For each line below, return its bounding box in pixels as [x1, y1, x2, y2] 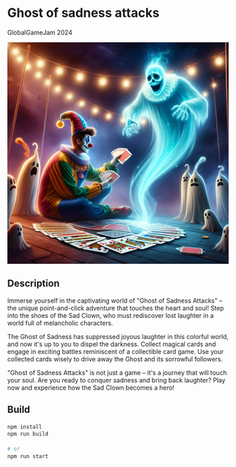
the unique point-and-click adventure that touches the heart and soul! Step [7, 304, 225, 312]
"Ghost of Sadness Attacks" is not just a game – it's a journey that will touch [7, 368, 227, 377]
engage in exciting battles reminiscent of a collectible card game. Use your [7, 347, 224, 356]
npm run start [7, 453, 49, 460]
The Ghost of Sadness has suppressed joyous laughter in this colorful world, [7, 332, 229, 340]
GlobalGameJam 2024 [7, 28, 72, 37]
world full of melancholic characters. [7, 319, 114, 327]
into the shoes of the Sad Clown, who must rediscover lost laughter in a [7, 311, 214, 319]
